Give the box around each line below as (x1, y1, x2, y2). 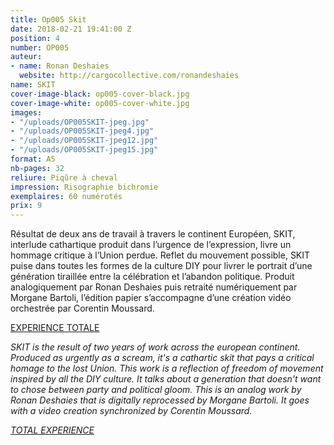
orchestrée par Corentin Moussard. (10, 302, 155, 315)
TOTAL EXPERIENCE (10, 424, 95, 436)
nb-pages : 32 (10, 163, 65, 173)
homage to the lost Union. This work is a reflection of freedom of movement (10, 362, 324, 375)
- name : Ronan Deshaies (10, 61, 110, 71)
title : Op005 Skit (10, 14, 87, 25)
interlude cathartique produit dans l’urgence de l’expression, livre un (10, 239, 292, 251)
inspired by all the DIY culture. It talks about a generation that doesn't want (10, 373, 322, 385)
